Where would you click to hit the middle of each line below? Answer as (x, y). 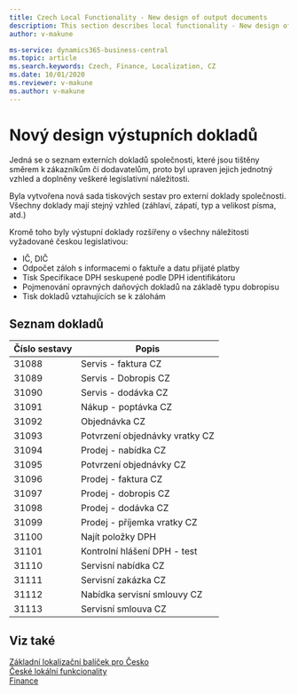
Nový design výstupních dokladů (133, 135)
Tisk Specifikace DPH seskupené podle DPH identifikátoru (129, 277)
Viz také (32, 640)
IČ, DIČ (35, 258)
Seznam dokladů (56, 323)
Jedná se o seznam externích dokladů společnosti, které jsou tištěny (134, 160)
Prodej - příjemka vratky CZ (139, 523)
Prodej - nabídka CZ (124, 451)
